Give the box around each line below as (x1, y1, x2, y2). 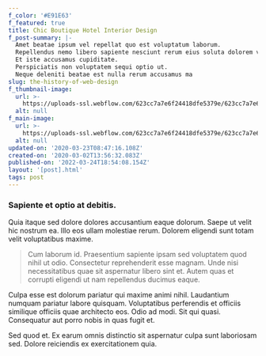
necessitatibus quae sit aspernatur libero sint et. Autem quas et (27, 267, 234, 276)
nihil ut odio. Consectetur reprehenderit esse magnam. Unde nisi (27, 258, 239, 267)
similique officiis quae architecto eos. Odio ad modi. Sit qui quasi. (8, 307, 222, 316)
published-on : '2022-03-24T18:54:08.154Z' (8, 159, 150, 167)
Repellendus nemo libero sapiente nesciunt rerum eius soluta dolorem (15, 48, 253, 56)
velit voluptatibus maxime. (8, 234, 93, 244)
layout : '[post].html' (8, 166, 83, 174)
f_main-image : (8, 115, 55, 123)
